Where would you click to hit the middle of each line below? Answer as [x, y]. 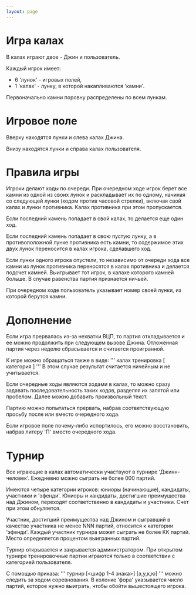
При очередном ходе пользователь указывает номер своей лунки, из [94, 290]
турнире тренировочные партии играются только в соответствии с [91, 556]
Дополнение [39, 320]
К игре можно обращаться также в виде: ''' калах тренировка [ [86, 360]
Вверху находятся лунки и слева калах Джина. [65, 137]
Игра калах [35, 40]
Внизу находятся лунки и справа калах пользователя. [74, 149]
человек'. [18, 478]
